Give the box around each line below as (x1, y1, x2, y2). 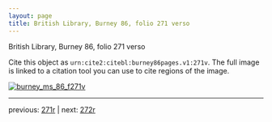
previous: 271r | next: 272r (8, 104, 96, 114)
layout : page (8, 11, 53, 20)
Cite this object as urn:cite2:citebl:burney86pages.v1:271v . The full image (8, 57, 260, 67)
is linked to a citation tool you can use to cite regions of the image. (8, 65, 230, 75)
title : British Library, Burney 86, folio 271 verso (8, 19, 190, 27)
